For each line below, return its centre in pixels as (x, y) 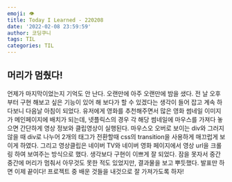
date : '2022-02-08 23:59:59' (49, 26)
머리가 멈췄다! (35, 76)
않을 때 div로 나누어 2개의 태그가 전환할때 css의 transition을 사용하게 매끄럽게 (113, 136)
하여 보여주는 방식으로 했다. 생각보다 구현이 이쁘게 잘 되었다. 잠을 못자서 (111, 154)
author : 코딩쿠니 (29, 33)
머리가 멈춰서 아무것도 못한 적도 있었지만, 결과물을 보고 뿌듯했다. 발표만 (122, 163)
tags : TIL (21, 39)
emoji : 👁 (21, 13)
